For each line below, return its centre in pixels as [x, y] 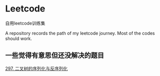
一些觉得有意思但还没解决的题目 [55, 55]
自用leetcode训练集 [25, 23]
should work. [19, 38]
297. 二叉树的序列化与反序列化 [37, 68]
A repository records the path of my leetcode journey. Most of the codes [80, 33]
